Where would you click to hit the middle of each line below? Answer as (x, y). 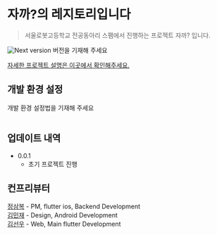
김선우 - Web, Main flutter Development (64, 224)
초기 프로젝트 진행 (52, 164)
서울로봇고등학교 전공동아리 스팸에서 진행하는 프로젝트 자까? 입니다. (118, 35)
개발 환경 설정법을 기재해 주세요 (51, 108)
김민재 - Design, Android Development (63, 215)
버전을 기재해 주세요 (80, 50)
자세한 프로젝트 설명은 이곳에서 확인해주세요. (69, 65)
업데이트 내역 (34, 138)
